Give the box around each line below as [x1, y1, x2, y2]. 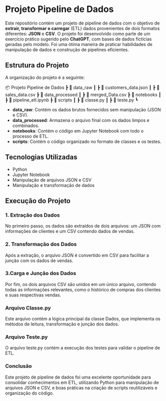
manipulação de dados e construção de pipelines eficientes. [5, 46, 129, 52]
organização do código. [5, 390, 54, 396]
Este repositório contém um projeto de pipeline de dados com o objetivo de [5, 20, 160, 26]
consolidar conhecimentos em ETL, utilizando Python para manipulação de [5, 379, 159, 385]
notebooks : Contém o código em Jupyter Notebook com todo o [12, 127, 144, 133]
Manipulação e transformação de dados [12, 182, 95, 188]
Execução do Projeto [5, 196, 71, 205]
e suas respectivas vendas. [5, 291, 61, 298]
